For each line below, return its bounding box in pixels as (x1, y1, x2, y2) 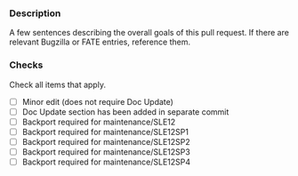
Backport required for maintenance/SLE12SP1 (21, 126, 189, 137)
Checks (9, 59, 44, 71)
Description (9, 7, 61, 20)
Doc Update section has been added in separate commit (21, 106, 230, 117)
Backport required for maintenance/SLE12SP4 (21, 156, 191, 167)
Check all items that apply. (9, 79, 107, 90)
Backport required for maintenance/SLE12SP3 (21, 146, 191, 157)
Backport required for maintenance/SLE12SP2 (21, 136, 190, 147)
